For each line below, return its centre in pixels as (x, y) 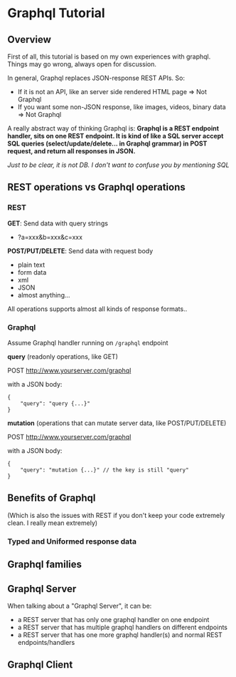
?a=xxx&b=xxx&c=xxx (50, 237)
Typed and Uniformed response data (72, 541)
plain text (31, 265)
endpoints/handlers (46, 642)
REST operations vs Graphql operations (97, 187)
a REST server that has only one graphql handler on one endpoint (113, 619)
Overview (29, 40)
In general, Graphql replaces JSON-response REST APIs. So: (96, 78)
